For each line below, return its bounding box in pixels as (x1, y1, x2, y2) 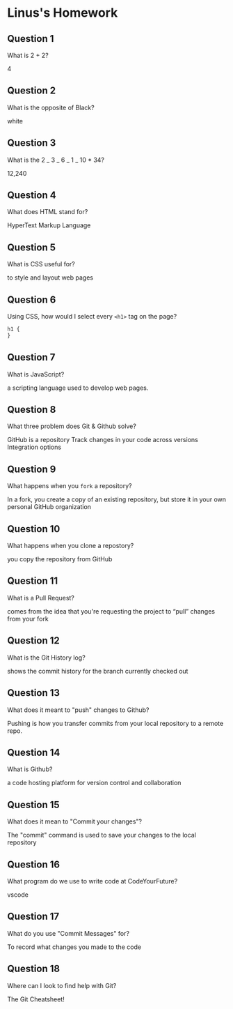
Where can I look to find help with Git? (7, 981, 117, 989)
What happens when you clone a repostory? (7, 542, 134, 550)
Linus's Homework (7, 5, 118, 21)
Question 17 (7, 911, 60, 923)
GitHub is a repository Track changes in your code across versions (7, 436, 198, 444)
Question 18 (7, 963, 61, 975)
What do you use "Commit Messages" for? (7, 929, 130, 937)
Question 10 (7, 523, 61, 535)
